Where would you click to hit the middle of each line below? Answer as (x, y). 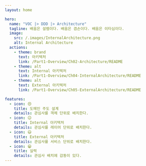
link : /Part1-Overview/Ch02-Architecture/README (70, 61)
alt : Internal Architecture (43, 43)
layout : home (19, 10)
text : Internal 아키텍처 (42, 71)
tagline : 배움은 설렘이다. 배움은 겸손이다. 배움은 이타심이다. (67, 28)
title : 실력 (25, 151)
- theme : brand (30, 52)
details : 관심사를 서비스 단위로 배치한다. (53, 142)
